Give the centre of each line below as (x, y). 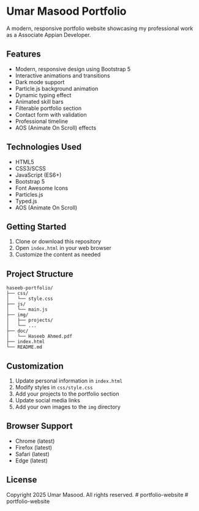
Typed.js (26, 201)
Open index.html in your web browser (63, 248)
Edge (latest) (31, 460)
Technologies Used (44, 147)
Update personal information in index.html (69, 381)
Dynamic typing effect (43, 95)
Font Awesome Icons (42, 188)
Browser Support (40, 426)
